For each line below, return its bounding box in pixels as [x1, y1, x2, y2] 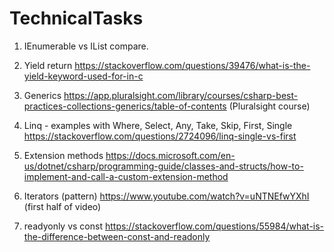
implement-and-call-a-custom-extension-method [23, 170, 229, 182]
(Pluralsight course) [228, 100, 311, 112]
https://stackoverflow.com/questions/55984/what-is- [104, 220, 325, 232]
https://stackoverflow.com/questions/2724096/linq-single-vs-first [23, 130, 297, 142]
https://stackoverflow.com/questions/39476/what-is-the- [74, 59, 311, 71]
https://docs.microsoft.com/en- [105, 149, 236, 161]
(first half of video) [23, 200, 102, 212]
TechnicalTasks [9, 7, 144, 30]
